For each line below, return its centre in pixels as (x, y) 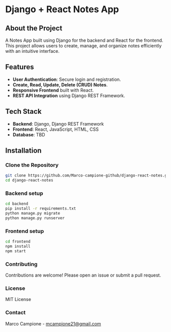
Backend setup (24, 193)
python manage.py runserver (35, 218)
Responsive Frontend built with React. (53, 90)
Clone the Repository (32, 165)
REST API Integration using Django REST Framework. (69, 96)
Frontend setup (25, 231)
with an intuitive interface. (33, 51)
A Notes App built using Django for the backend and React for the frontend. (84, 40)
